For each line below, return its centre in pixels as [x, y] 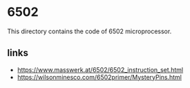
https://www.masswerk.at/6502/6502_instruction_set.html [100, 69]
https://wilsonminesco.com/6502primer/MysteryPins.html [99, 77]
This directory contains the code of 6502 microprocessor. [89, 31]
